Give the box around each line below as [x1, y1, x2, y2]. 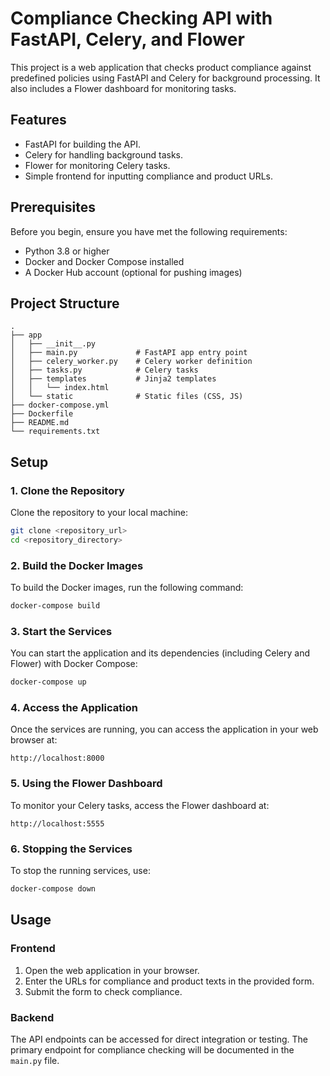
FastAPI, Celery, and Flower [10, 28, 245, 51]
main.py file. [10, 1054, 60, 1066]
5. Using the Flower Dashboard [10, 777, 163, 791]
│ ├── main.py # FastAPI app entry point [10, 348, 248, 358]
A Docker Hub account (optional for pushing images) [24, 266, 243, 278]
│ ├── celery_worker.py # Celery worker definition [10, 357, 253, 367]
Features [10, 112, 67, 129]
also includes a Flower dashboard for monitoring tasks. [10, 82, 237, 94]
